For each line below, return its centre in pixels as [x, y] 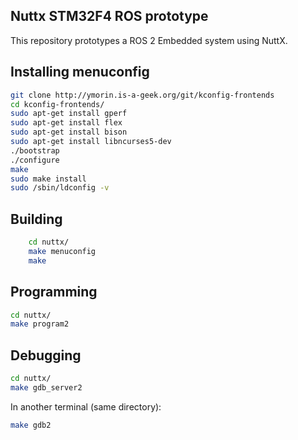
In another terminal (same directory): [86, 406]
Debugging [46, 355]
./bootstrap [35, 150]
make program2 [40, 324]
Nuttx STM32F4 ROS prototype [109, 16]
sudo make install [48, 179]
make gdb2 [31, 425]
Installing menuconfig [80, 72]
